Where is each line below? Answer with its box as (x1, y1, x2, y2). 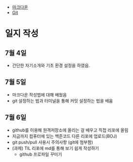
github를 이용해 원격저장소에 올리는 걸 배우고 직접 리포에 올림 (12, 127, 129, 133)
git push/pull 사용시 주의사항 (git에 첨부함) (12, 139, 93, 145)
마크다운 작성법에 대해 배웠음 (12, 91, 67, 98)
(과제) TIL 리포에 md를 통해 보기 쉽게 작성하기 (12, 145, 100, 151)
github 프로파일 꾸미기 (19, 151, 62, 157)
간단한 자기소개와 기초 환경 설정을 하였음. (12, 62, 90, 68)
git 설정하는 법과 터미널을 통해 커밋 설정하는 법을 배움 (12, 98, 113, 103)
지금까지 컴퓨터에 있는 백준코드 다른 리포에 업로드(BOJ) (12, 133, 117, 139)
